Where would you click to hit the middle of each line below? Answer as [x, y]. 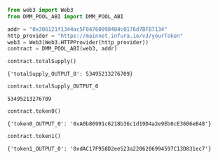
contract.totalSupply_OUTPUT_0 [53, 87]
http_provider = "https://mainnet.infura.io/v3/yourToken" [95, 36]
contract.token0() [34, 111]
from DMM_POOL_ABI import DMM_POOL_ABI [66, 16]
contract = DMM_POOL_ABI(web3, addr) [62, 49]
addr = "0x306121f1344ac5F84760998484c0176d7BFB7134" [88, 29]
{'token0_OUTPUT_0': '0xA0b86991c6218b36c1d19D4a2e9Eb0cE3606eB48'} [109, 124]
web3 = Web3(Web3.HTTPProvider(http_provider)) [78, 42]
